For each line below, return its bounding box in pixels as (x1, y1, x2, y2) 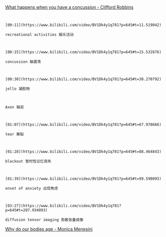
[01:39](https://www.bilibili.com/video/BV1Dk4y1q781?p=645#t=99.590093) (5, 176, 162, 181)
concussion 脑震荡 (5, 59, 41, 64)
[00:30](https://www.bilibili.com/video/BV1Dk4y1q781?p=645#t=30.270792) (5, 77, 162, 82)
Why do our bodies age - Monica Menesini (5, 226, 93, 232)
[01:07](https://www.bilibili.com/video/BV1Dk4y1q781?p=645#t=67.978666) (5, 122, 162, 127)
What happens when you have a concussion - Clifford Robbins (5, 4, 134, 10)
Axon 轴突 (5, 105, 24, 110)
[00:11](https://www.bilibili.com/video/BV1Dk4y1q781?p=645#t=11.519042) (5, 22, 162, 27)
